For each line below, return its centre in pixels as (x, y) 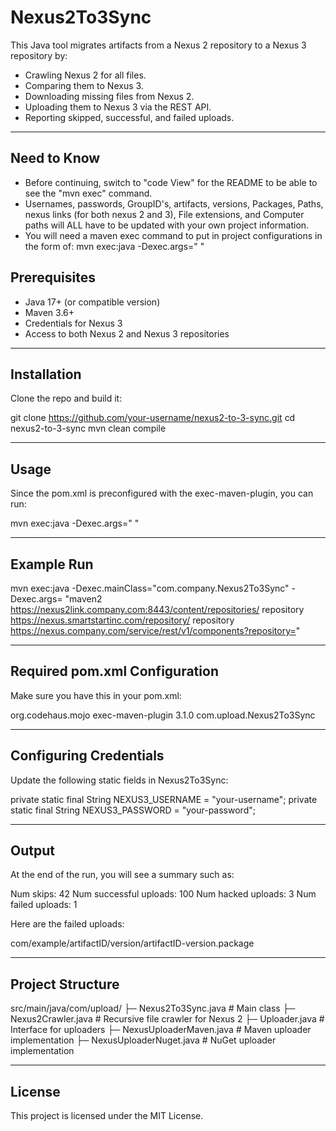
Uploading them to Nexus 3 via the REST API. (118, 107)
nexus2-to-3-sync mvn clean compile (88, 428)
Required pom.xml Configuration (114, 671)
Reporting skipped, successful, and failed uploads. (129, 117)
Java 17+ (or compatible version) (92, 302)
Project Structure (65, 984)
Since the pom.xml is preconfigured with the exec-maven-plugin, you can (162, 493)
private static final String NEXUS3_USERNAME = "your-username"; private (164, 799)
